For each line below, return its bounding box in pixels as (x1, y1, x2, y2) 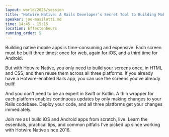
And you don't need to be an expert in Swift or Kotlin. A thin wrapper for (5, 91, 154, 96)
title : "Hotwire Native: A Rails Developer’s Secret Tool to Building (5, 12, 156, 17)
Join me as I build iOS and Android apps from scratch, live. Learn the (5, 116, 148, 122)
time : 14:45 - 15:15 (5, 21, 49, 27)
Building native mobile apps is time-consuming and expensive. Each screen (5, 45, 162, 50)
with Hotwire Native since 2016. (5, 127, 71, 133)
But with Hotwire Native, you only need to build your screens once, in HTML (5, 65, 162, 71)
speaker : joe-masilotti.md (5, 17, 62, 22)
